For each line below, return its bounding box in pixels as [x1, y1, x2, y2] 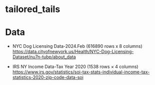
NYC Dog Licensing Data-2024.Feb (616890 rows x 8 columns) [12, 43, 142, 49]
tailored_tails [5, 4, 60, 15]
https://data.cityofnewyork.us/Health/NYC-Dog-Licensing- [12, 49, 134, 55]
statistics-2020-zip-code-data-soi [12, 74, 83, 80]
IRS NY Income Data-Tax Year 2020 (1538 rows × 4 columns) [12, 64, 138, 70]
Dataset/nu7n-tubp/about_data [12, 54, 76, 60]
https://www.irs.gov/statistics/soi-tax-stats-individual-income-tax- [12, 69, 150, 75]
